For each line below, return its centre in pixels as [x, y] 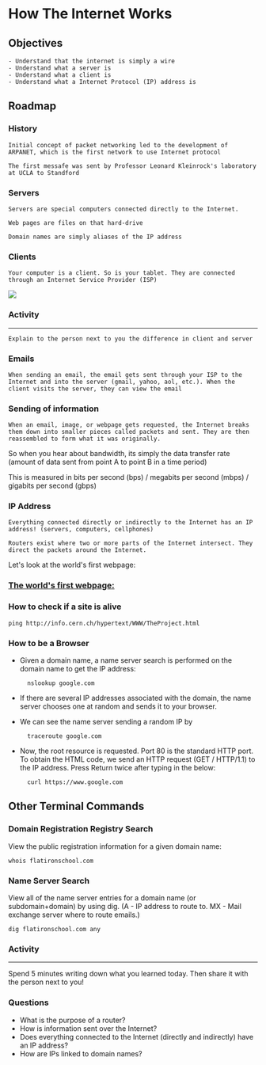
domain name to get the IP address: [78, 668]
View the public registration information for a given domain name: [115, 846]
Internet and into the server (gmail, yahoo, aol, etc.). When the [122, 382]
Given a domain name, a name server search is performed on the [125, 660]
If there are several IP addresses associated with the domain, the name [135, 698]
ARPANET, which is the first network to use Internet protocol [115, 152]
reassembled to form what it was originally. [84, 439]
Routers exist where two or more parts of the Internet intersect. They [131, 543]
